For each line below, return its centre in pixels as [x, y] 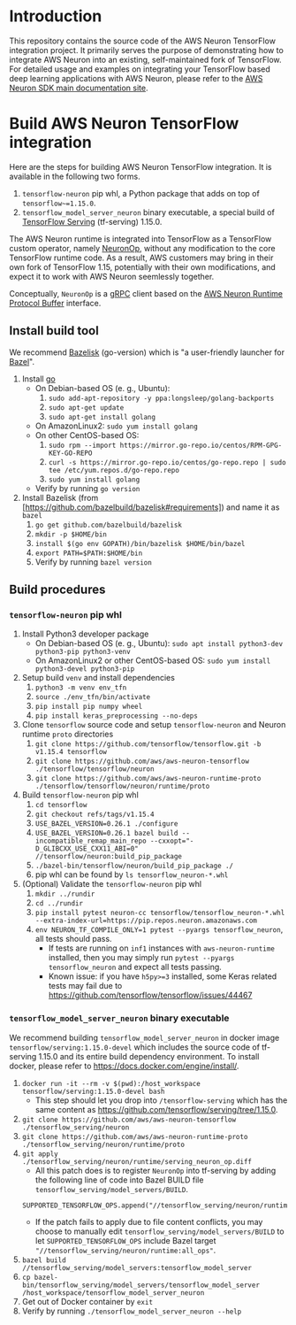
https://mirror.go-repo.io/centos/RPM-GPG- [201, 445]
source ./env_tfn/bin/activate [93, 697]
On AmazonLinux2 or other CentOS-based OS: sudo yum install [153, 660]
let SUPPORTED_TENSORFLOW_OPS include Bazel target [125, 1240]
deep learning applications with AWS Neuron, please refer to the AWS [136, 78]
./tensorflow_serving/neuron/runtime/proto [103, 1144]
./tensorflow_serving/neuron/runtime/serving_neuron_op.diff [137, 1161]
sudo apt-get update [86, 408]
